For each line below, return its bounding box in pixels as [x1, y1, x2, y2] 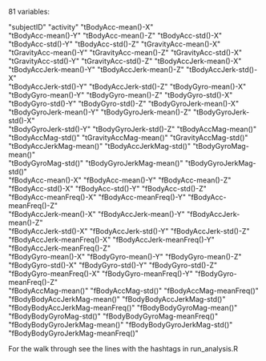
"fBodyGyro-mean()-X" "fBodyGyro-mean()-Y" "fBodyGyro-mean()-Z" [8, 252, 242, 261]
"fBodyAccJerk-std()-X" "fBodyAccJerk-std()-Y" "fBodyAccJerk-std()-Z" [8, 227, 250, 235]
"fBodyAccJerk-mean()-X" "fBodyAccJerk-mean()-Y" [8, 210, 186, 219]
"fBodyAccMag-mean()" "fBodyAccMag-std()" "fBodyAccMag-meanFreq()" [8, 286, 259, 295]
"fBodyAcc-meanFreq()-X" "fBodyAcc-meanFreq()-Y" [8, 192, 187, 202]
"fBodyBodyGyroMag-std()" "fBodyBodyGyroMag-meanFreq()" [8, 311, 219, 321]
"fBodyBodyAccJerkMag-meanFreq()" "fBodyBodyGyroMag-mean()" [8, 303, 238, 312]
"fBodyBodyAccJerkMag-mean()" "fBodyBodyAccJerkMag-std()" [8, 295, 226, 303]
